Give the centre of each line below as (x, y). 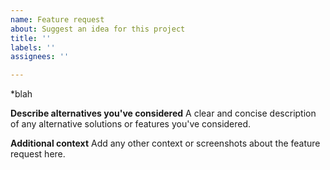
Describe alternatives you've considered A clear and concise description (163, 113)
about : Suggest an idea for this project (98, 29)
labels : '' (33, 47)
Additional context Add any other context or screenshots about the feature (165, 143)
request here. (38, 154)
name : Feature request (57, 19)
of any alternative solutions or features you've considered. (131, 124)
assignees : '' (40, 57)
